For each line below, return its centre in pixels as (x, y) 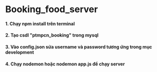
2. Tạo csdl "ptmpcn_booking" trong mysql (52, 35)
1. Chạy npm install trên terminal (40, 23)
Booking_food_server (52, 9)
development (20, 52)
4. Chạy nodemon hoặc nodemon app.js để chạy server (65, 64)
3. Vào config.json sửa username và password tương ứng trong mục (79, 47)
